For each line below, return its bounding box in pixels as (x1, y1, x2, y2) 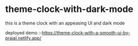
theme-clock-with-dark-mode (5, 3, 133, 15)
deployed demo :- (5, 29, 42, 35)
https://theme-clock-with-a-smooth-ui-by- (42, 29, 130, 35)
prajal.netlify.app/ (5, 35, 42, 41)
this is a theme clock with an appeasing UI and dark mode (5, 20, 125, 26)
